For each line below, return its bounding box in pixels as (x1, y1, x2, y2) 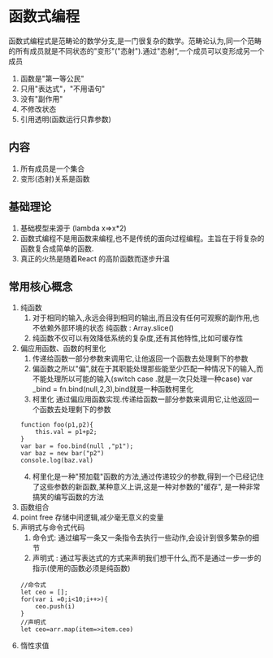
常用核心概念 (8, 279, 73, 293)
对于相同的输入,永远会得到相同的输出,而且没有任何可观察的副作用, (32, 313, 253, 322)
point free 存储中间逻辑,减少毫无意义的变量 (19, 512, 164, 522)
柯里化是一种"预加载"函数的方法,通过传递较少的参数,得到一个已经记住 (32, 472, 264, 481)
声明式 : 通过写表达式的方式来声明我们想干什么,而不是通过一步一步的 (32, 553, 262, 563)
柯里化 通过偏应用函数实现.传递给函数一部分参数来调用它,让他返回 (32, 394, 253, 404)
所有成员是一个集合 (19, 164, 85, 173)
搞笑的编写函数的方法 (32, 492, 104, 502)
